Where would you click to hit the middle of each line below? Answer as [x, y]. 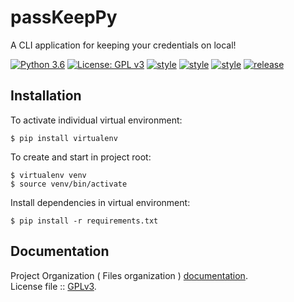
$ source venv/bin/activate [69, 184]
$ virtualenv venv [48, 175]
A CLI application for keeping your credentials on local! [123, 45]
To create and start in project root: [81, 157]
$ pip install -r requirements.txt [84, 221]
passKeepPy [64, 17]
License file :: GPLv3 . [53, 286]
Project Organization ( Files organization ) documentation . [129, 275]
